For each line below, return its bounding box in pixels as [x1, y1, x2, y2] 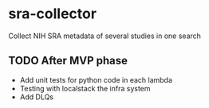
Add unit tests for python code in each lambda [19, 75, 173, 84]
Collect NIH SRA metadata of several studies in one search [8, 31, 202, 40]
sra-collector [8, 5, 97, 23]
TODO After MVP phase [8, 54, 128, 67]
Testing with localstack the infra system [19, 83, 151, 93]
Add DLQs [19, 92, 54, 102]
